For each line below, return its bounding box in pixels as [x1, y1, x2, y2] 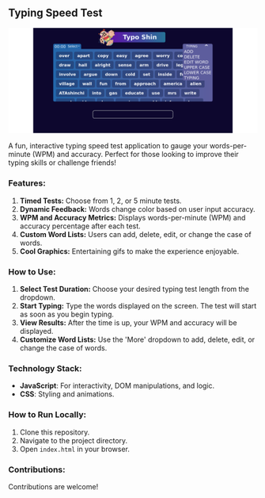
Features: [8, 178, 46, 189]
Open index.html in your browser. [19, 444, 131, 454]
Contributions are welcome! [8, 481, 99, 491]
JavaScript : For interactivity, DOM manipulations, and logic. [19, 381, 215, 391]
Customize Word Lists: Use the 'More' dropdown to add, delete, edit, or [19, 335, 256, 344]
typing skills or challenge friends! [8, 158, 117, 167]
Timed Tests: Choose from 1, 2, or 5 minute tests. [19, 196, 182, 205]
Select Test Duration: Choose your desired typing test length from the [19, 285, 249, 294]
